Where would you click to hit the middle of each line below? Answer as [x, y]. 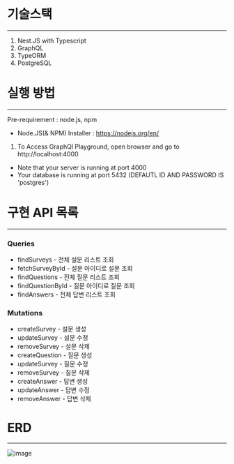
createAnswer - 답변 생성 [53, 382]
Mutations [25, 313]
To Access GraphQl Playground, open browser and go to [98, 147]
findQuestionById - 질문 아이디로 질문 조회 [76, 286]
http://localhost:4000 [48, 154]
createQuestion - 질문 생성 [55, 355]
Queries [21, 244]
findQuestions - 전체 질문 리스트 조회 [68, 277]
